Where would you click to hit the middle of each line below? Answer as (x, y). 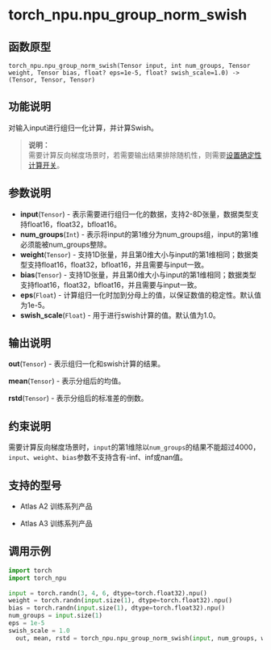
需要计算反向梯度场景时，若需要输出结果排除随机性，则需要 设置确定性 (145, 154)
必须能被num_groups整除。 (65, 244)
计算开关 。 (46, 165)
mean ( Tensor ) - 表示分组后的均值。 (67, 381)
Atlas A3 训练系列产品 (56, 524)
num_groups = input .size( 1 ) (56, 616)
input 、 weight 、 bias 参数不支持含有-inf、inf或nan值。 (98, 458)
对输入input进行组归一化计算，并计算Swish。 (83, 128)
